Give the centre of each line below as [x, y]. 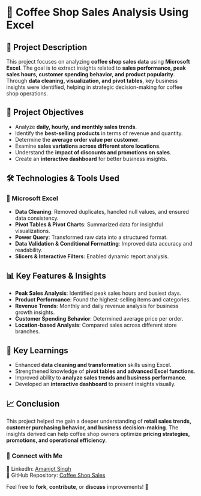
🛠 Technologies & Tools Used [63, 179]
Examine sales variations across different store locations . [88, 146]
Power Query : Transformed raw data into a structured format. [91, 237]
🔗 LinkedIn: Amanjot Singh [39, 469]
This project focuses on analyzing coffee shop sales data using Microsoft [98, 62]
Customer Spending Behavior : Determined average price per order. [99, 319]
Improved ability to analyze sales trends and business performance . [101, 378]
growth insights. [35, 312]
